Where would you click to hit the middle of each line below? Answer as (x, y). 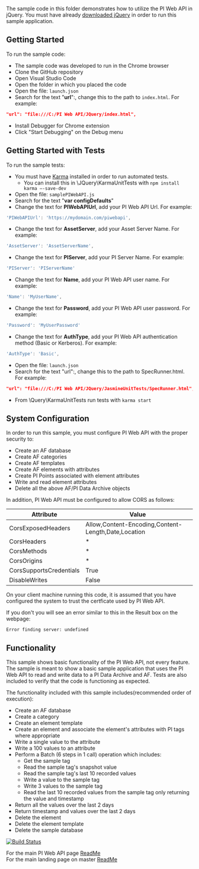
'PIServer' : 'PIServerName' (41, 268)
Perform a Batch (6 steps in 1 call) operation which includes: (88, 755)
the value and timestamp (54, 799)
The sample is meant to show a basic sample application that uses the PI (95, 669)
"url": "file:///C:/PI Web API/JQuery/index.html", (71, 114)
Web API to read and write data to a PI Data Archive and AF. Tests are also (97, 675)
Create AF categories (41, 457)
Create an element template (49, 723)
